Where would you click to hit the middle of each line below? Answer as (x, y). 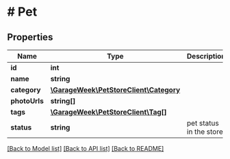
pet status (203, 123)
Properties (30, 37)
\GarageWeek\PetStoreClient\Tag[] (108, 112)
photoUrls (27, 101)
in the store (205, 132)
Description (206, 56)
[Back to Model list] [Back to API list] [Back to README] (86, 148)
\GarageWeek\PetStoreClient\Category (115, 90)
